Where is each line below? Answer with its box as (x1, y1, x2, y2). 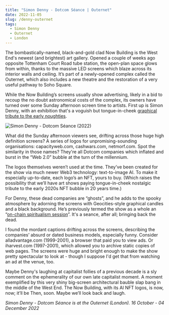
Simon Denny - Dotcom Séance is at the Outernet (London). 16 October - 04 (5, 299, 164, 306)
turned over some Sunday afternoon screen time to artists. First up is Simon (5, 102, 163, 108)
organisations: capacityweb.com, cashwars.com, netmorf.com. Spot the (5, 143, 156, 149)
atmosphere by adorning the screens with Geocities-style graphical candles (5, 200, 163, 206)
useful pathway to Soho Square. (5, 81, 72, 87)
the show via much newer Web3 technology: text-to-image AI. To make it (5, 169, 158, 175)
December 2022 (5, 305, 39, 311)
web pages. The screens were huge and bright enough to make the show (5, 248, 158, 254)
